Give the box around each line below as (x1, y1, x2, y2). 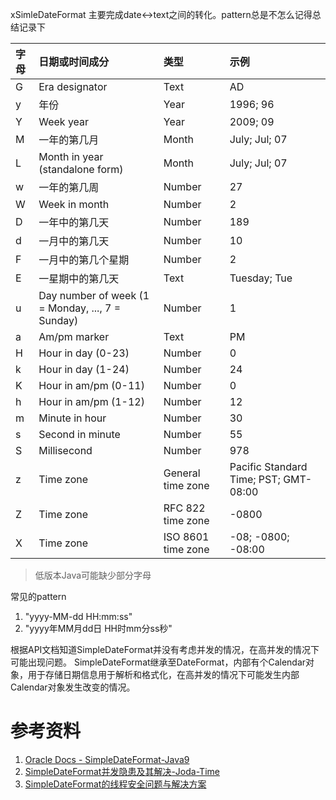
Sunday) (38, 314, 79, 327)
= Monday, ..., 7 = (38, 301, 122, 315)
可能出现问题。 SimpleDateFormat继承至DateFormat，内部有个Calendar (10, 656, 307, 668)
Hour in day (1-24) (38, 363, 130, 376)
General (163, 466, 201, 480)
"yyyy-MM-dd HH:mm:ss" (24, 611, 133, 622)
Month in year (38, 150, 104, 163)
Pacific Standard (229, 460, 308, 473)
